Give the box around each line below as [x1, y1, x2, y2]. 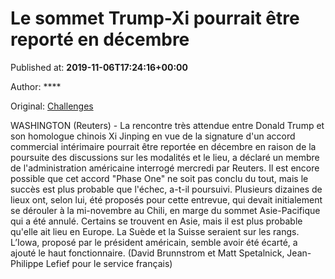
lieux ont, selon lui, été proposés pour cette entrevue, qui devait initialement [10, 193, 323, 206]
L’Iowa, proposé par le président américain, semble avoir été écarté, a [10, 236, 298, 248]
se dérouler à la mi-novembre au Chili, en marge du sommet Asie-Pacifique [10, 204, 321, 216]
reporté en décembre [10, 28, 190, 51]
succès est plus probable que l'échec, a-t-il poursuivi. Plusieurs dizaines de [10, 183, 323, 195]
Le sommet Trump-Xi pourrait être [10, 7, 300, 30]
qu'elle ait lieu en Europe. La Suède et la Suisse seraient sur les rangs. [10, 225, 300, 237]
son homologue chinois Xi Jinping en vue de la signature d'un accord [10, 130, 296, 142]
